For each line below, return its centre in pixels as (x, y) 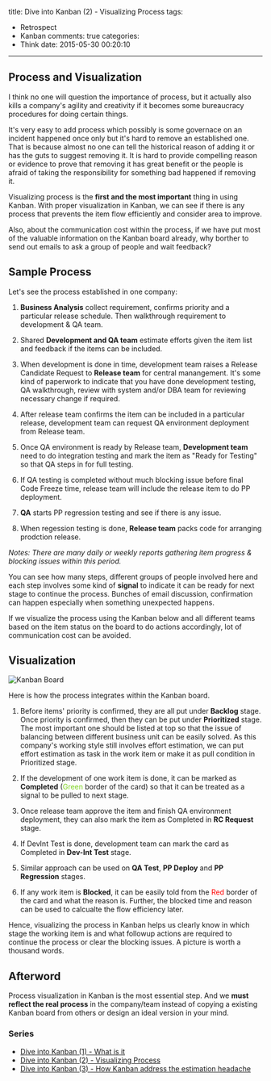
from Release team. (52, 431)
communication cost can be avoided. (70, 635)
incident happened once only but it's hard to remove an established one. (129, 138)
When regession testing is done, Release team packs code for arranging (141, 528)
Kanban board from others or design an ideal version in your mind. (119, 1013)
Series (21, 1034)
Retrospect (38, 27)
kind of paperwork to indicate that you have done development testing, (138, 381)
